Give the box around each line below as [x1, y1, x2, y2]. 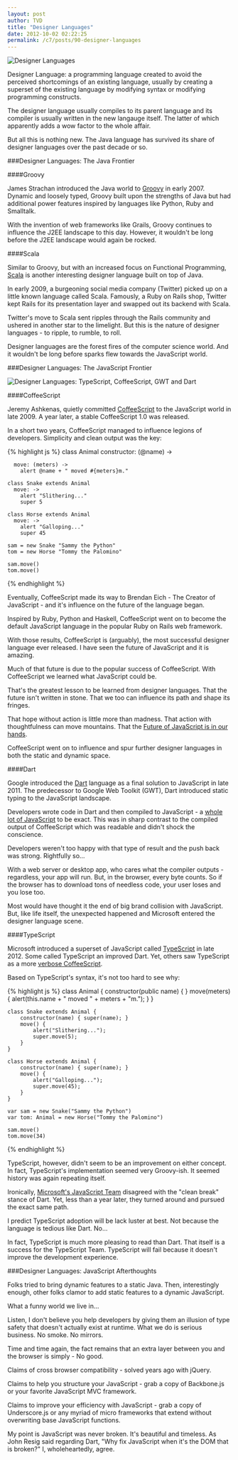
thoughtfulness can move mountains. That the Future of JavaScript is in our [7, 723, 229, 731]
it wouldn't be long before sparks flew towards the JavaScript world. [7, 350, 208, 359]
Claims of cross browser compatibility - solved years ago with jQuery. [7, 1366, 212, 1375]
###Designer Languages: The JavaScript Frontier [7, 364, 153, 372]
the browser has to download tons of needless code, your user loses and [7, 880, 222, 889]
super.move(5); [33, 1033, 78, 1041]
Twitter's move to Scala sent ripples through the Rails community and [7, 313, 211, 322]
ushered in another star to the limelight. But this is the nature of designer [7, 321, 220, 330]
